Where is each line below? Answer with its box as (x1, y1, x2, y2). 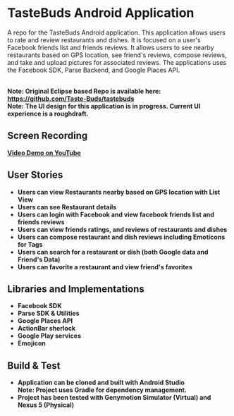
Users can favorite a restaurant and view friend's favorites (17, 262, 192, 271)
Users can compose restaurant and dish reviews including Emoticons (17, 233, 226, 241)
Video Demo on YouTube (7, 148, 81, 157)
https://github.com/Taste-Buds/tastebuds (7, 94, 135, 103)
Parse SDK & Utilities (17, 309, 80, 318)
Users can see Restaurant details (17, 202, 117, 211)
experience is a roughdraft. (7, 109, 89, 118)
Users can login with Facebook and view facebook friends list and (17, 210, 215, 219)
